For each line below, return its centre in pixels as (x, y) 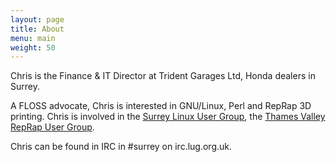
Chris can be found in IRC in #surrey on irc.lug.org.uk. (121, 147)
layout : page (37, 19)
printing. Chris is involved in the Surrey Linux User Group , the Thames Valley (168, 117)
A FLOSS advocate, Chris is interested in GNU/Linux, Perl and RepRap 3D (161, 106)
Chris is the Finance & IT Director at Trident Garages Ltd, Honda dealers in (163, 76)
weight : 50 (33, 47)
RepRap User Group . (52, 127)
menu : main (33, 38)
